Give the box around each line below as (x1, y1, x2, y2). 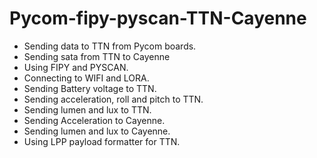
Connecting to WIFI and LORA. (23, 72, 150, 84)
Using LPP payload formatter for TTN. (23, 135, 181, 147)
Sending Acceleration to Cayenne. (23, 114, 166, 126)
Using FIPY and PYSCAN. (23, 61, 129, 73)
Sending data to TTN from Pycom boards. (23, 40, 197, 52)
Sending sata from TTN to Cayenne (23, 50, 171, 62)
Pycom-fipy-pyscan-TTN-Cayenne (9, 7, 307, 30)
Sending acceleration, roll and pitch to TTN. (23, 93, 204, 105)
